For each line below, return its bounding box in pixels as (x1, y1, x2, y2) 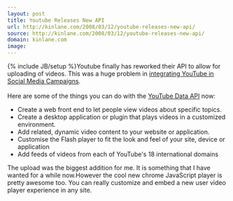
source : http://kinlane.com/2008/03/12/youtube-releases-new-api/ (7, 29, 205, 37)
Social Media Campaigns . (7, 77, 81, 85)
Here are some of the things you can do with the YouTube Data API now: (7, 92, 216, 100)
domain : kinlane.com (7, 36, 68, 43)
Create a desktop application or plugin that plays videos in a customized (17, 113, 226, 121)
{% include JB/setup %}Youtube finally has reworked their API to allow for (7, 62, 221, 70)
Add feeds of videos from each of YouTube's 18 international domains (17, 150, 219, 158)
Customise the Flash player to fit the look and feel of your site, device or (17, 135, 225, 144)
